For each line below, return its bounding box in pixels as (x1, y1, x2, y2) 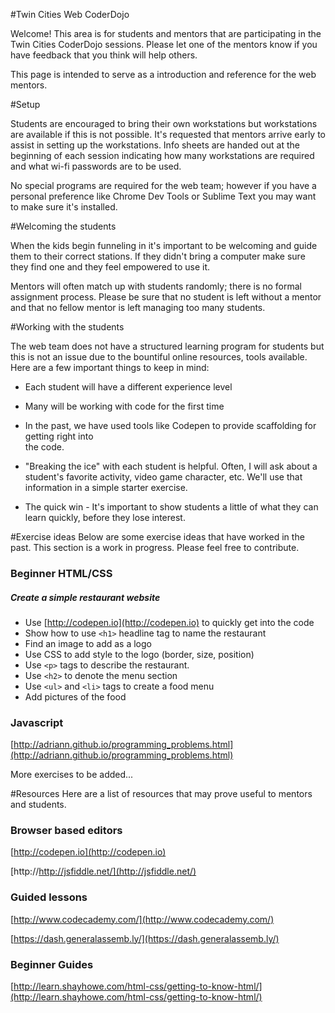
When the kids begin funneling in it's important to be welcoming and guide (10, 240, 318, 251)
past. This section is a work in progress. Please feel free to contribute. (10, 542, 300, 553)
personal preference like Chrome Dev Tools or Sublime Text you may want (10, 190, 317, 202)
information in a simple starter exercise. (24, 482, 188, 493)
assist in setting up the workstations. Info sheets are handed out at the (10, 139, 300, 151)
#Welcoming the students (10, 220, 117, 232)
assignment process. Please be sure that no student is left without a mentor (10, 291, 322, 303)
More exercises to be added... (10, 769, 134, 781)
